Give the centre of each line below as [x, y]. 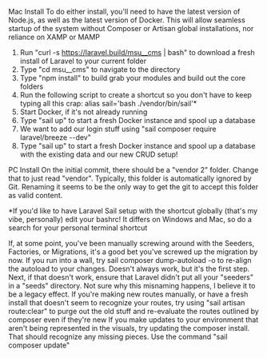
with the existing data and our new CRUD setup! [99, 154]
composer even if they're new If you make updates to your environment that [133, 320]
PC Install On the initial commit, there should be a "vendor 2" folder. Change [133, 170]
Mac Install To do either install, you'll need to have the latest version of [124, 12]
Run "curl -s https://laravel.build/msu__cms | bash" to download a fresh [137, 52]
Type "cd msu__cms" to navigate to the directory [100, 70]
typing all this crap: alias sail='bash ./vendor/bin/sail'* [108, 103]
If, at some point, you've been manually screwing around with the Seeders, [131, 243]
